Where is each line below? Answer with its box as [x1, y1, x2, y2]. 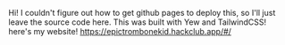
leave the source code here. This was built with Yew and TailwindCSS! [8, 17, 267, 27]
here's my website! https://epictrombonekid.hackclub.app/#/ [8, 26, 231, 36]
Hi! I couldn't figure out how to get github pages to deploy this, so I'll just [8, 8, 276, 18]
